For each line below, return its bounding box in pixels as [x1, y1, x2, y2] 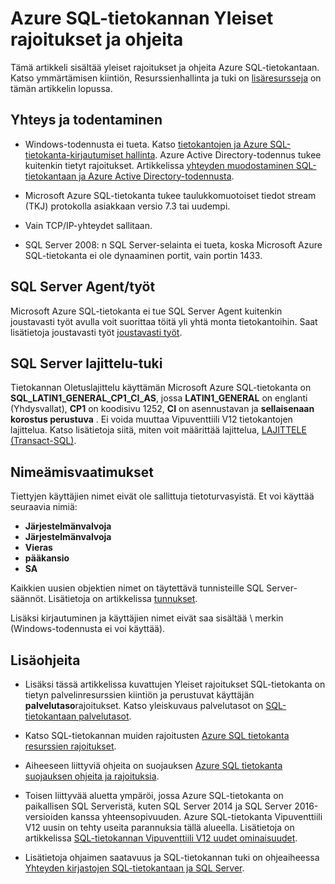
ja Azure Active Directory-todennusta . [78, 170, 235, 182]
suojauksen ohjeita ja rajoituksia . [24, 770, 160, 782]
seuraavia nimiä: [10, 501, 78, 513]
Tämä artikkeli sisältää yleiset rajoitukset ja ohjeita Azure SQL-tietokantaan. [10, 61, 320, 73]
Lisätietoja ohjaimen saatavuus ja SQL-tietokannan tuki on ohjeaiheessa [24, 852, 320, 863]
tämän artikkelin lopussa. [10, 82, 113, 94]
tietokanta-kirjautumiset [24, 148, 124, 161]
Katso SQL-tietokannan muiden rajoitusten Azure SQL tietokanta [24, 730, 290, 741]
